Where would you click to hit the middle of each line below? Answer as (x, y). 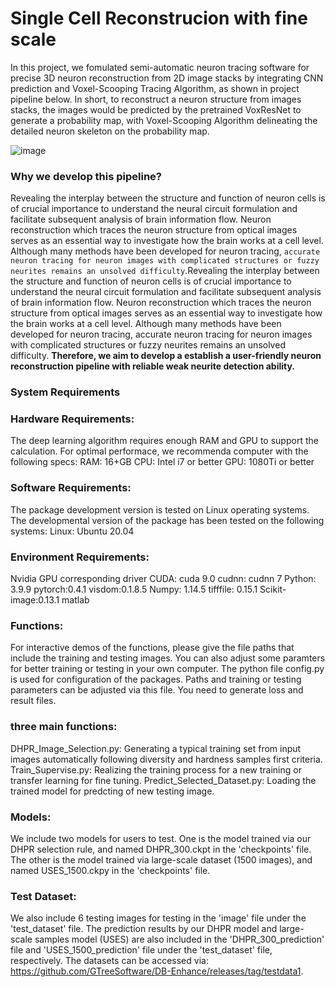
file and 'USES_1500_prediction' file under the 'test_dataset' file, (141, 950)
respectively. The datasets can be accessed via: (109, 961)
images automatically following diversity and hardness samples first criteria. (166, 759)
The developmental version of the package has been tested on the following (167, 520)
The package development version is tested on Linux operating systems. (160, 509)
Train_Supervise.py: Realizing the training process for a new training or (156, 769)
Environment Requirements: (80, 557)
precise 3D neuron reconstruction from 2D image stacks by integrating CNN (167, 78)
